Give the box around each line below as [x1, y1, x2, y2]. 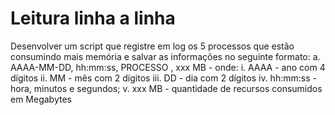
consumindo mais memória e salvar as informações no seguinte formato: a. [10, 50, 321, 62]
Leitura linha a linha [10, 7, 176, 30]
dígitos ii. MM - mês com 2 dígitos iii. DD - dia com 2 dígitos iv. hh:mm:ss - [10, 72, 317, 84]
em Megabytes [10, 93, 72, 105]
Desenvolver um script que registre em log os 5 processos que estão [10, 40, 295, 52]
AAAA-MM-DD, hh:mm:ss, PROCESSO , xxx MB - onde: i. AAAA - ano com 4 [10, 61, 326, 73]
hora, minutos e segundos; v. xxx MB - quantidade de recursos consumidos [10, 82, 323, 94]
